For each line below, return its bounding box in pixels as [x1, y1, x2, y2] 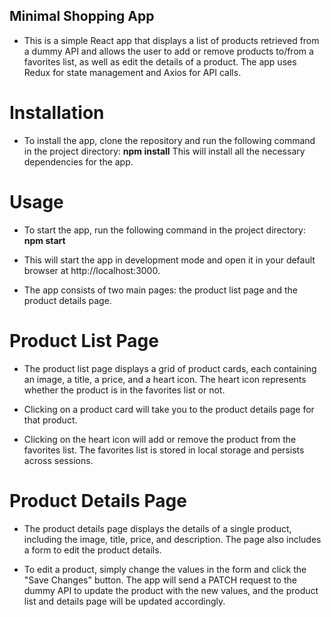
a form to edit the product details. [23, 544, 162, 556]
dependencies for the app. [23, 155, 134, 168]
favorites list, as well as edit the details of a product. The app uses [23, 55, 297, 68]
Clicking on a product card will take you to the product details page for [23, 403, 315, 415]
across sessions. [23, 454, 94, 466]
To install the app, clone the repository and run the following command [23, 134, 316, 146]
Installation [9, 102, 105, 124]
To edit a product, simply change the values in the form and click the [23, 563, 307, 575]
